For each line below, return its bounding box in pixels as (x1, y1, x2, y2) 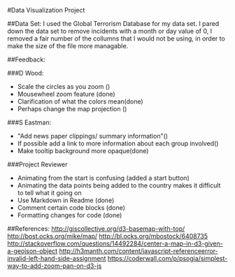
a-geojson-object (7, 247, 58, 255)
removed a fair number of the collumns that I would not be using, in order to (7, 34, 225, 43)
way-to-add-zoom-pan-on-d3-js (7, 262, 102, 270)
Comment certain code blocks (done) (17, 204, 126, 212)
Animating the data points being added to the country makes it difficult (17, 181, 221, 190)
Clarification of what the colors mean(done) (17, 97, 143, 106)
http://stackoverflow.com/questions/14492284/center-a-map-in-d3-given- (7, 239, 224, 248)
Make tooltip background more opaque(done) (17, 147, 149, 155)
